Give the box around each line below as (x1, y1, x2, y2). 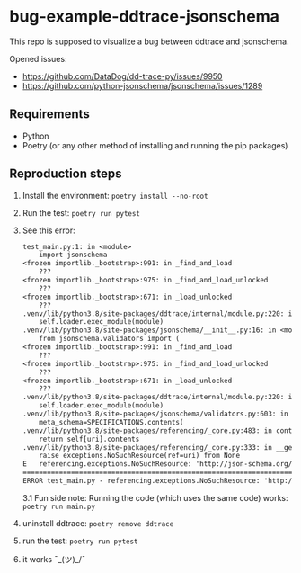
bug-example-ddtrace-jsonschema (9, 6, 280, 27)
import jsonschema (39, 250, 108, 260)
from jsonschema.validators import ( (39, 335, 180, 344)
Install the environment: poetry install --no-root (22, 190, 208, 201)
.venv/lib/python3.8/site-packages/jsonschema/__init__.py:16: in (22, 326, 277, 335)
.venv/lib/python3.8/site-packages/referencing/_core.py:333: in (22, 443, 272, 452)
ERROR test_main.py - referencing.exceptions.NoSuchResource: (22, 477, 261, 486)
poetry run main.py (22, 502, 96, 511)
